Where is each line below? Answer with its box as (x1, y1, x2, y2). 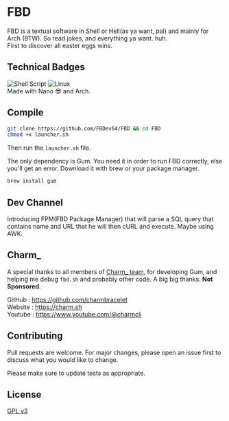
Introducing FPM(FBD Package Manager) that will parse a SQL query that (7, 215, 214, 223)
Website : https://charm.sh (7, 303, 82, 311)
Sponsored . (7, 282, 41, 291)
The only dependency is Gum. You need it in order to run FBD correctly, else (7, 157, 223, 166)
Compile (7, 107, 44, 119)
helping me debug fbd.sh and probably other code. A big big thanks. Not (7, 275, 213, 283)
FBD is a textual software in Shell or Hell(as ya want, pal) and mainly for (7, 27, 209, 35)
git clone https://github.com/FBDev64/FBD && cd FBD (7, 125, 161, 132)
